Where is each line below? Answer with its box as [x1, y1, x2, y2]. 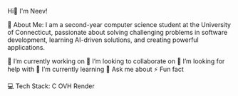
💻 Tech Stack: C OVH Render [7, 82, 95, 90]
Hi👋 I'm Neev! [7, 7, 48, 15]
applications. [7, 43, 45, 51]
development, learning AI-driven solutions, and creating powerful [7, 36, 199, 44]
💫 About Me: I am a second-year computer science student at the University [7, 21, 232, 28]
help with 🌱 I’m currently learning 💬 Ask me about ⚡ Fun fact [7, 65, 184, 73]
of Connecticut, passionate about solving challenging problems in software [7, 28, 228, 36]
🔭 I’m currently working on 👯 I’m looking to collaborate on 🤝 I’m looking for [7, 57, 225, 65]
